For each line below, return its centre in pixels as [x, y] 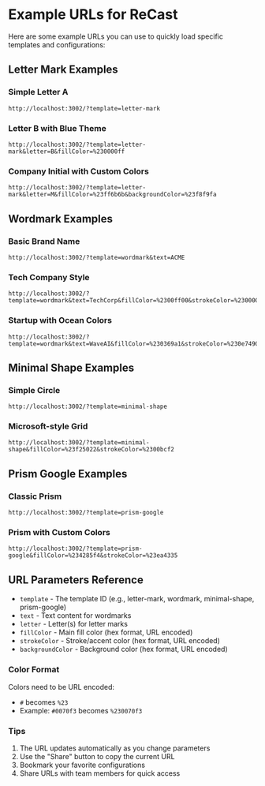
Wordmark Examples [60, 219]
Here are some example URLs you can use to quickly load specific [116, 36]
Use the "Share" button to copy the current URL [97, 756]
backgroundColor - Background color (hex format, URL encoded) [124, 649]
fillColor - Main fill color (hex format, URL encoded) [106, 632]
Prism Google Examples [68, 474]
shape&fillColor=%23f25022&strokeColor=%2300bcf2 [91, 450]
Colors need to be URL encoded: [62, 687]
